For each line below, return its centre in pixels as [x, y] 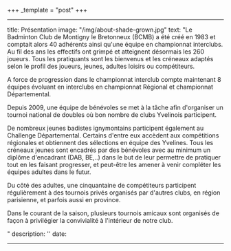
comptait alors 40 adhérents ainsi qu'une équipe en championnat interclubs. [115, 44]
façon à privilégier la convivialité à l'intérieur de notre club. [90, 220]
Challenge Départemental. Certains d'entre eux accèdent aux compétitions [113, 135]
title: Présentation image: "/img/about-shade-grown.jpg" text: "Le [100, 30]
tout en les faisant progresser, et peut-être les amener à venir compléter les [114, 165]
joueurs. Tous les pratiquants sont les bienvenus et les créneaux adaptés [110, 59]
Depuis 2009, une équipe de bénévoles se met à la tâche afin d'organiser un [115, 107]
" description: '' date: [37, 234]
